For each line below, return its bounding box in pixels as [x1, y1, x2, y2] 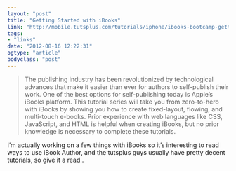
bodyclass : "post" [7, 56, 61, 63]
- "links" [7, 36, 37, 43]
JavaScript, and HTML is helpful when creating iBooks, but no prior [24, 120, 219, 128]
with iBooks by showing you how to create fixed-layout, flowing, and [24, 104, 223, 113]
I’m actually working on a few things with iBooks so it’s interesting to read [7, 141, 220, 149]
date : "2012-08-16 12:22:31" [7, 43, 93, 50]
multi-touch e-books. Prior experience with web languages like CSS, [24, 112, 223, 121]
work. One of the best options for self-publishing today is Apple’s [24, 90, 213, 98]
